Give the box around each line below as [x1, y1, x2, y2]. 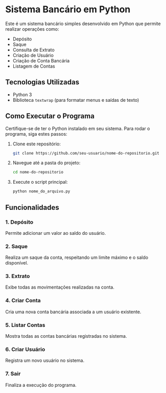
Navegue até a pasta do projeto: [12, 160, 81, 166]
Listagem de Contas [12, 63, 55, 69]
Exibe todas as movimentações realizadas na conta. [5, 284, 115, 290]
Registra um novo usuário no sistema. [5, 357, 85, 364]
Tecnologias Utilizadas [5, 78, 80, 86]
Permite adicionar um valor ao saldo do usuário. [5, 230, 106, 236]
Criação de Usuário [12, 52, 54, 58]
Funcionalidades [5, 203, 60, 212]
